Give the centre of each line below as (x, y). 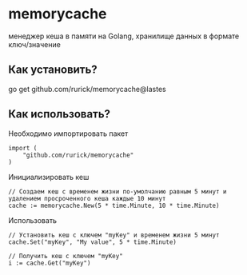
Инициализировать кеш (49, 177)
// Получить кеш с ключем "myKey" (66, 256)
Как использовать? (59, 114)
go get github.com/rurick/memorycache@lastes (87, 89)
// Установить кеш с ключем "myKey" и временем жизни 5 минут (114, 235)
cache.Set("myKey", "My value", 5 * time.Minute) (93, 242)
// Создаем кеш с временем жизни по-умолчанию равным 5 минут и (118, 191)
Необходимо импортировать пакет (68, 134)
